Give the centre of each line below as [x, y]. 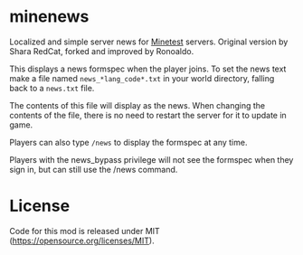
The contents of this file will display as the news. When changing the [137, 105]
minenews [49, 17]
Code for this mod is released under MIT [85, 231]
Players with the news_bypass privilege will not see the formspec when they [151, 159]
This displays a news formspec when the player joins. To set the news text [148, 69]
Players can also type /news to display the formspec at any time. [128, 142]
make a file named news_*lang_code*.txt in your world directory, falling [142, 78]
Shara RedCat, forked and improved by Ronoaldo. [102, 51]
